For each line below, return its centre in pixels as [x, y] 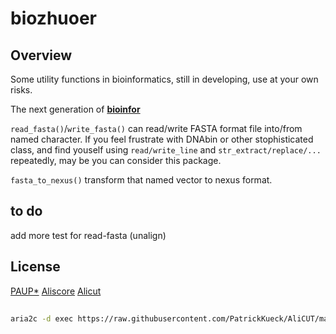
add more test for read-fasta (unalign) [88, 235]
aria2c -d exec [42, 319]
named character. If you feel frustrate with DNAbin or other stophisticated [162, 139]
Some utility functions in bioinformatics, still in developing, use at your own [164, 79]
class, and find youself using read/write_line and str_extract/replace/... [166, 150]
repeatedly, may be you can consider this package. [116, 160]
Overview [41, 55]
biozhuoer [54, 18]
